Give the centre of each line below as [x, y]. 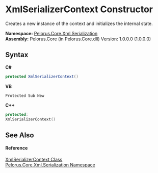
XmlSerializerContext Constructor [79, 9]
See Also [20, 135]
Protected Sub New [25, 95]
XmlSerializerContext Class [34, 159]
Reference [17, 148]
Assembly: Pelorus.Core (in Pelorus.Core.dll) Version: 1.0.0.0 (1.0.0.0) [78, 39]
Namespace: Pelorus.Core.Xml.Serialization [51, 33]
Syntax [17, 55]
